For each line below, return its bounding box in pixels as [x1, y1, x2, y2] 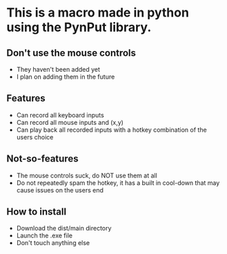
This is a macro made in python [6, 5, 189, 21]
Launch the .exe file [16, 231, 73, 240]
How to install [6, 206, 67, 218]
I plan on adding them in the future [16, 72, 115, 81]
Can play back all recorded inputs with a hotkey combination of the [16, 126, 208, 134]
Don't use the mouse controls [6, 47, 136, 59]
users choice [16, 133, 54, 141]
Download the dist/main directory [16, 224, 112, 233]
